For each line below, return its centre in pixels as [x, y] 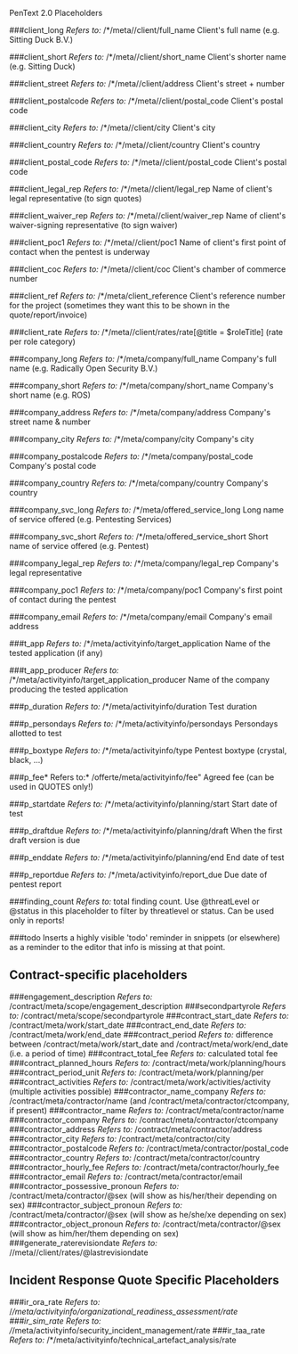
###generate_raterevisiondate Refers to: [83, 1243]
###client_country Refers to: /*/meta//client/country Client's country [135, 145]
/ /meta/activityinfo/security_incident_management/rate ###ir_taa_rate [137, 1330]
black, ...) [26, 760]
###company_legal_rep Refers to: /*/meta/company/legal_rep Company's [144, 563]
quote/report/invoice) [48, 315]
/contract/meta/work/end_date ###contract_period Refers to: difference [141, 1034]
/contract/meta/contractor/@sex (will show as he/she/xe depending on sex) [148, 1214]
